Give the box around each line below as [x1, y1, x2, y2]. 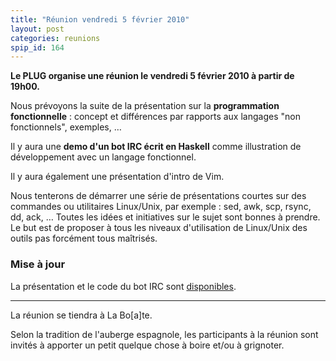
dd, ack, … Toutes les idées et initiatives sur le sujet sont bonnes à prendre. [10, 211, 321, 223]
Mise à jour [10, 257, 66, 271]
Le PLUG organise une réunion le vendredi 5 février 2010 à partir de [10, 70, 295, 82]
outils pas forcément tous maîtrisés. [10, 232, 158, 245]
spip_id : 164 [10, 42, 65, 53]
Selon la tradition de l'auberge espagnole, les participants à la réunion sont [10, 328, 319, 340]
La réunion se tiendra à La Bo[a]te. [10, 309, 153, 321]
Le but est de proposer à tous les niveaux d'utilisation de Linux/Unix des [10, 222, 308, 234]
